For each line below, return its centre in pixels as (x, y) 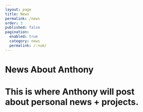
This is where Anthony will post (70, 92)
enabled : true (24, 37)
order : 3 (14, 23)
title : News (17, 14)
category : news (25, 41)
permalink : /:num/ (28, 46)
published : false (23, 28)
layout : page (18, 9)
